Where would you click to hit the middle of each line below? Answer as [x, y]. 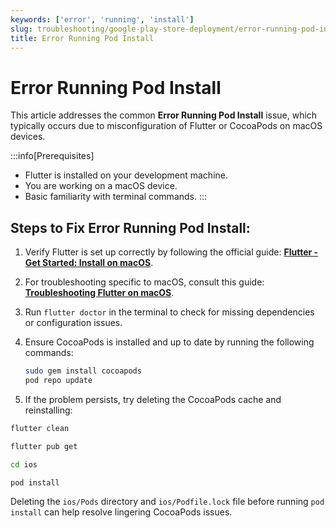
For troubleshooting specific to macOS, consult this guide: [144, 282]
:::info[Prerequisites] [52, 156]
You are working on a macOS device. [101, 186]
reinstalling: [48, 410]
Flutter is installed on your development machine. [126, 175]
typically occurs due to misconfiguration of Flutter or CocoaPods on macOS [166, 126]
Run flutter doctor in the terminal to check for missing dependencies [169, 312]
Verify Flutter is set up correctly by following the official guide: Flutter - [171, 252]
